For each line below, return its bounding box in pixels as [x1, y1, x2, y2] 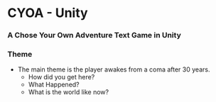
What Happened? [28, 80, 80, 89]
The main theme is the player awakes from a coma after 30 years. [17, 65, 210, 74]
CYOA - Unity [7, 5, 88, 21]
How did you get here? [28, 73, 95, 81]
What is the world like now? [28, 88, 109, 96]
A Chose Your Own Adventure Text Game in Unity [7, 30, 181, 40]
